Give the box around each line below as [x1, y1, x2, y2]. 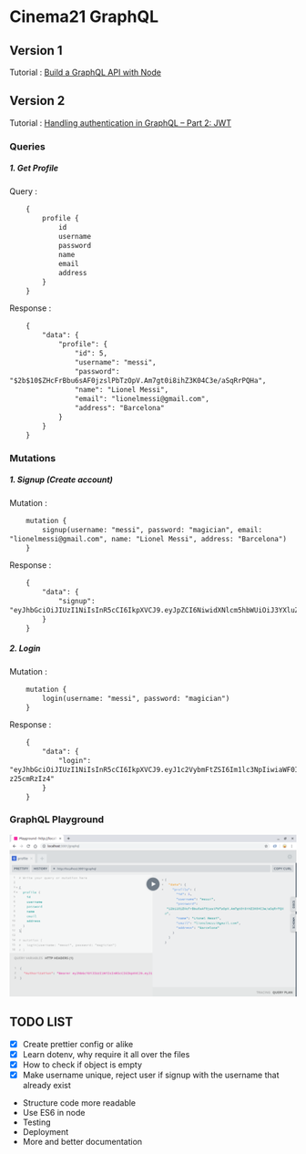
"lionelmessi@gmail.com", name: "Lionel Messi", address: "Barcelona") [9, 534, 287, 543]
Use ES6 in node [22, 1107, 86, 1118]
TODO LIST [9, 1015, 74, 1030]
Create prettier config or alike [22, 1038, 134, 1049]
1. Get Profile [9, 162, 59, 174]
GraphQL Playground [9, 813, 105, 826]
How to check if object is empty [22, 1059, 143, 1070]
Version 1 [9, 43, 63, 58]
